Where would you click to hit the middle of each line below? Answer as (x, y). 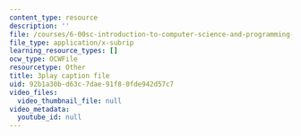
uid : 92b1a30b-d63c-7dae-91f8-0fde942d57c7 (92, 84)
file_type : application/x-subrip (72, 42)
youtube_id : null (50, 117)
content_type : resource (54, 17)
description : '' (39, 26)
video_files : (34, 92)
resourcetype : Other (48, 68)
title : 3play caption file (60, 76)
